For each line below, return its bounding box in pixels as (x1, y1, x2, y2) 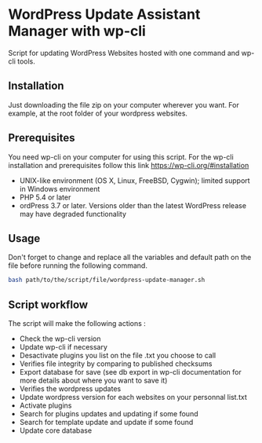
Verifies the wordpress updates (19, 384, 122, 394)
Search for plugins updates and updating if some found (19, 409, 198, 419)
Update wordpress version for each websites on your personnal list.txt (19, 393, 247, 402)
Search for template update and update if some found (19, 418, 194, 427)
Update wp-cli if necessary (19, 342, 108, 352)
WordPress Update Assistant (8, 5, 201, 24)
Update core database (19, 426, 93, 435)
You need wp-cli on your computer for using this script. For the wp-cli (8, 152, 234, 162)
